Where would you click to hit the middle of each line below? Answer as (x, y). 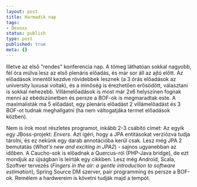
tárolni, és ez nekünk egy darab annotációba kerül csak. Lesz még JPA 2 (94, 140)
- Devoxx (17, 28)
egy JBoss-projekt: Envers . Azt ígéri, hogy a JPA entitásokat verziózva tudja (98, 134)
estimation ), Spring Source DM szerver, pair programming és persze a (91, 172)
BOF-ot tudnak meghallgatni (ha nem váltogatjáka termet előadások (88, 110)
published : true (26, 45)
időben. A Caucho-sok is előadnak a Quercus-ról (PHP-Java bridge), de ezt (98, 153)
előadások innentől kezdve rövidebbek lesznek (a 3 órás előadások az (91, 79)
